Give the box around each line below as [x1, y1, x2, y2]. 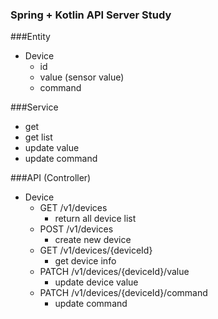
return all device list [54, 213, 137, 225]
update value [24, 142, 80, 154]
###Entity [10, 31, 51, 43]
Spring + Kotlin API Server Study [10, 8, 172, 22]
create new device [54, 234, 132, 246]
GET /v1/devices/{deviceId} [39, 244, 153, 257]
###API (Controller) [10, 172, 92, 184]
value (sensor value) [39, 71, 125, 83]
